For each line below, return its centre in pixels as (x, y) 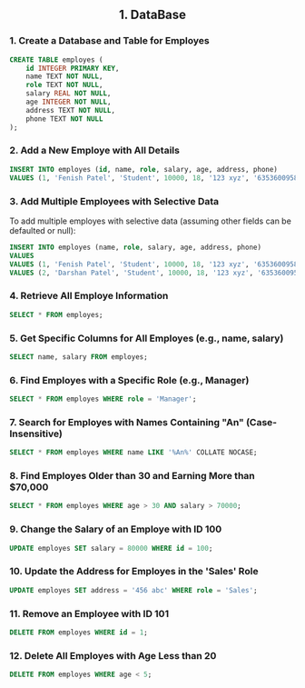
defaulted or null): (43, 230)
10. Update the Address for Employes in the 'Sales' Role (134, 572)
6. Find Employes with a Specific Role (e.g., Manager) (129, 380)
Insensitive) (36, 434)
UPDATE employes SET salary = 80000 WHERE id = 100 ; (111, 548)
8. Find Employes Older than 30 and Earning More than (133, 476)
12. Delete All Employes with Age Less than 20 (113, 655)
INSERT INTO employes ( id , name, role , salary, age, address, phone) (144, 169)
